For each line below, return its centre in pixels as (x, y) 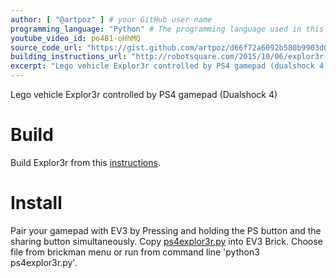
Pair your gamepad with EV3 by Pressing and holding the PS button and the (166, 230)
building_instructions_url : (69, 57)
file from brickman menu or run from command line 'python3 (135, 252)
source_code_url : (46, 47)
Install (36, 203)
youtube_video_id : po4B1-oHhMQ (75, 38)
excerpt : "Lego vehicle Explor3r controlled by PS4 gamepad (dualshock (162, 66)
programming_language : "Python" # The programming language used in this (167, 29)
